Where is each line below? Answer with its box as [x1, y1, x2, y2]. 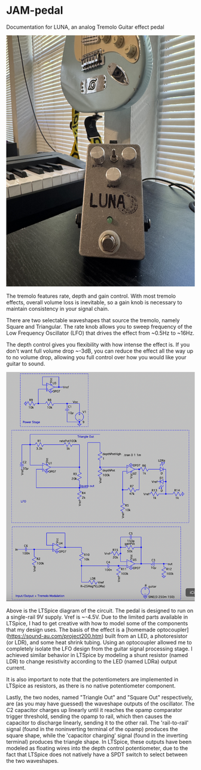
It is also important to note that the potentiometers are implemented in [6, 676, 178, 683]
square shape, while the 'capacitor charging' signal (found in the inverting [6, 732, 188, 739]
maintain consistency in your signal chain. [6, 305, 109, 312]
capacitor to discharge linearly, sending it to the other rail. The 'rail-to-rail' [6, 719, 189, 726]
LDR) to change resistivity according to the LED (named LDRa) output [6, 658, 178, 665]
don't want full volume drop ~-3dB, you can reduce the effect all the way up [6, 347, 193, 355]
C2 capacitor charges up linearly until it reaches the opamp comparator [6, 707, 182, 713]
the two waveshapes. [6, 757, 59, 764]
